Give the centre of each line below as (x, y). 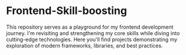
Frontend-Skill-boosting (67, 11)
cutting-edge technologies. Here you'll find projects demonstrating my (92, 39)
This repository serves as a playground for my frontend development (90, 27)
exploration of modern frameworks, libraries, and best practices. (85, 46)
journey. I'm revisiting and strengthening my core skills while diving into (93, 33)
